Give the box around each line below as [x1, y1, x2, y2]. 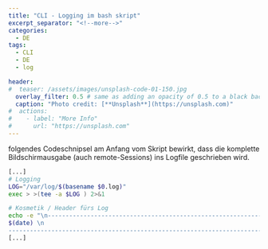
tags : [8, 41, 26, 49]
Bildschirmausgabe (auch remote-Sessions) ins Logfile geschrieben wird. [8, 152, 250, 161]
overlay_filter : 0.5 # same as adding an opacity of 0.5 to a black [15, 92, 248, 100]
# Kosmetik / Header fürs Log [8, 204, 109, 212]
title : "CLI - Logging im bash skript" [8, 11, 141, 20]
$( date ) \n [8, 220, 45, 228]
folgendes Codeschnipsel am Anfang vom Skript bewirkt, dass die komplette [8, 144, 260, 154]
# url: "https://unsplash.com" [8, 123, 130, 130]
